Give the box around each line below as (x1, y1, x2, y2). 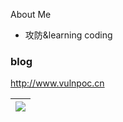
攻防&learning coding (24, 29, 113, 41)
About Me (10, 9, 52, 20)
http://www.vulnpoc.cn (10, 77, 105, 89)
